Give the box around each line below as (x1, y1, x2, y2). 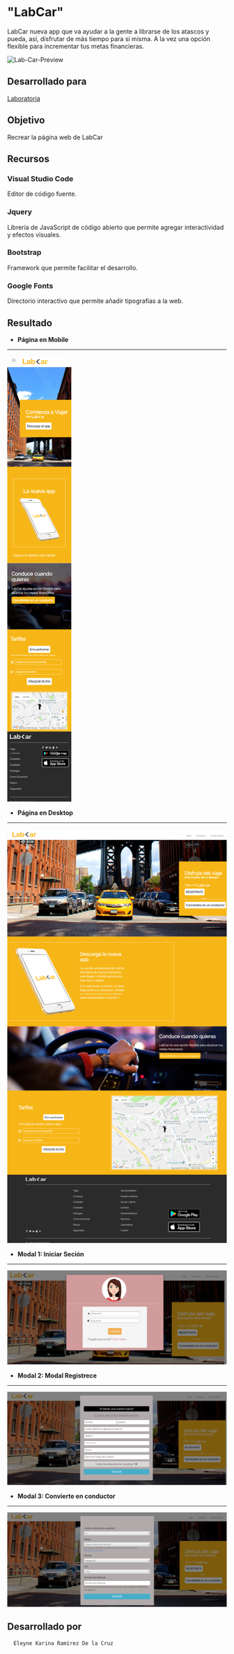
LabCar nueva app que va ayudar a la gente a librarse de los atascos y (7, 27, 210, 36)
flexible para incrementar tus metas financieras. (7, 42, 144, 50)
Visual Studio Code (7, 173, 74, 183)
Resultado (7, 317, 52, 329)
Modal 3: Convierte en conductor (17, 1492, 116, 1501)
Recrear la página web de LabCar (7, 133, 103, 141)
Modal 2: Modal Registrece (17, 1371, 97, 1380)
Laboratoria (7, 94, 40, 102)
